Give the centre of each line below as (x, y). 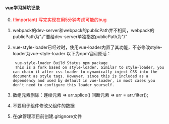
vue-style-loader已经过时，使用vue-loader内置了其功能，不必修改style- (87, 47)
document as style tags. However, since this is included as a (80, 76)
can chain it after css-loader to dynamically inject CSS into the (85, 72)
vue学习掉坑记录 (23, 8)
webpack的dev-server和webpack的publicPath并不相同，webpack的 (83, 31)
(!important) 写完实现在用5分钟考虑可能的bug (60, 20)
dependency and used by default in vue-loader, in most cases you (84, 81)
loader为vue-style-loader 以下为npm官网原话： (62, 54)
